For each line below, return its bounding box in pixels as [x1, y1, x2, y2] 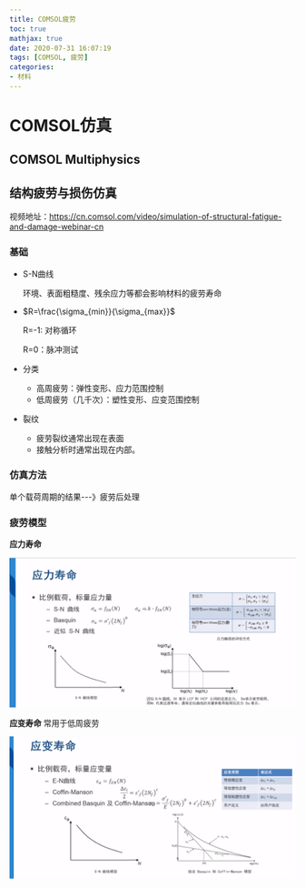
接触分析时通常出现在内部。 [35, 444, 141, 455]
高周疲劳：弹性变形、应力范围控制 [35, 382, 164, 393]
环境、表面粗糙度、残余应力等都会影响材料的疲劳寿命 [22, 288, 222, 298]
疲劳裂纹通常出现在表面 [35, 432, 124, 443]
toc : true [9, 24, 47, 34]
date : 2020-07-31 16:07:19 [9, 44, 112, 53]
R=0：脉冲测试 [22, 344, 79, 355]
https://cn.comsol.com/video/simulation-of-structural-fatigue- [49, 211, 282, 222]
